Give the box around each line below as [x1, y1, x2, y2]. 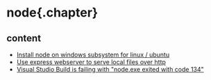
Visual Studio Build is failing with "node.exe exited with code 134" [16, 66, 204, 73]
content [6, 32, 42, 44]
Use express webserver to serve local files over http [16, 58, 166, 66]
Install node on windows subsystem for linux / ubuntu [16, 50, 170, 59]
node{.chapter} [6, 5, 99, 21]
